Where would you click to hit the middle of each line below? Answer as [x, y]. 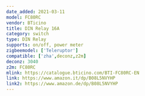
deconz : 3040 [22, 61]
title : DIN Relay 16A [33, 28]
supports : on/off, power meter [45, 45]
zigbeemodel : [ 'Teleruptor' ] [42, 51]
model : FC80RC [24, 17]
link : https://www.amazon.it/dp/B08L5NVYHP [61, 78]
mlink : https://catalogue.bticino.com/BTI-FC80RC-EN [73, 73]
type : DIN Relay [26, 39]
